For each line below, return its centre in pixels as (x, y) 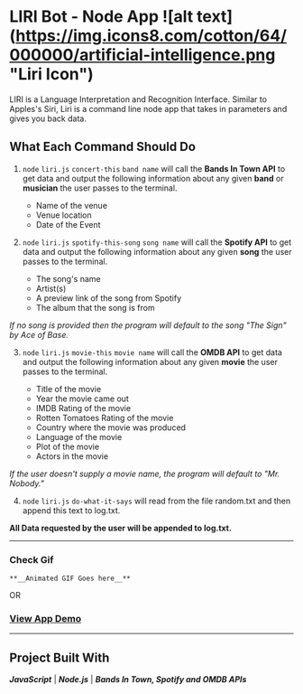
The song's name (68, 278)
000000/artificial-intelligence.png (142, 55)
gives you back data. (48, 118)
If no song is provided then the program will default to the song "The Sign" (148, 325)
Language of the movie (79, 436)
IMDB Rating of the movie (83, 408)
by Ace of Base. (39, 334)
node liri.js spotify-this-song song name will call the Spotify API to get (157, 242)
